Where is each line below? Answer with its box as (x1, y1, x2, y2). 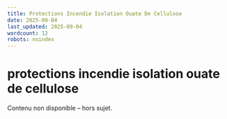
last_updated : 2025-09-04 (7, 23, 82, 30)
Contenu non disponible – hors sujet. (7, 104, 113, 112)
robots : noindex (7, 36, 54, 43)
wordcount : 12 (7, 29, 49, 37)
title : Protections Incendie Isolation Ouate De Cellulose (7, 10, 182, 17)
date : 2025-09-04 (7, 17, 58, 24)
